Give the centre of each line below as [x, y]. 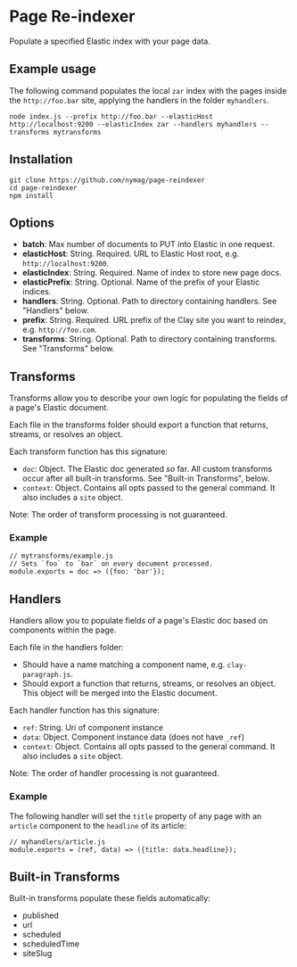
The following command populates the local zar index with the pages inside [148, 90]
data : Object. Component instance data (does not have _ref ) [133, 737]
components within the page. [63, 630]
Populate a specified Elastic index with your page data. [110, 41]
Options [32, 223]
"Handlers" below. [55, 310]
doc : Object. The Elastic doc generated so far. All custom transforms [147, 469]
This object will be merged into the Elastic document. [120, 693]
